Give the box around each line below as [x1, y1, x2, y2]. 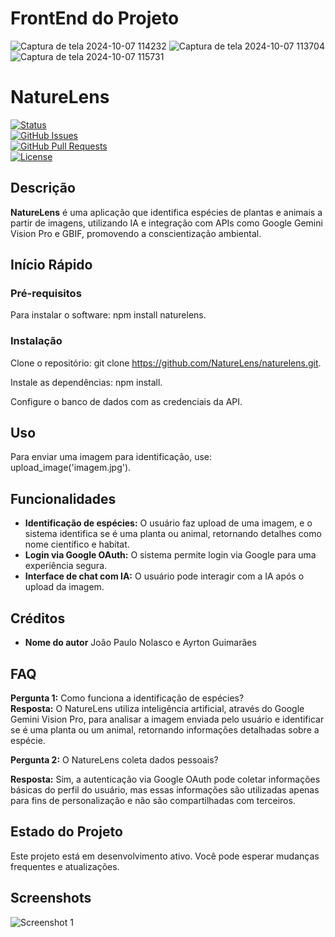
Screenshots [10, 890, 92, 907]
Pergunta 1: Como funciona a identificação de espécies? [10, 692, 245, 704]
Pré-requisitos [10, 287, 82, 300]
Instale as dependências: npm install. [10, 376, 163, 388]
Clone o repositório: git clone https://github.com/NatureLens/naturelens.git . [10, 357, 322, 369]
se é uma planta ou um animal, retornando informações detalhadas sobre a [10, 723, 320, 736]
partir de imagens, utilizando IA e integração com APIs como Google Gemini [10, 217, 323, 229]
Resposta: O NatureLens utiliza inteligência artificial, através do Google [10, 702, 305, 714]
